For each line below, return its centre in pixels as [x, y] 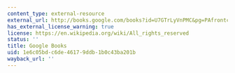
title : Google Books [37, 46]
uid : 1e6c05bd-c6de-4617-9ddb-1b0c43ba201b [72, 53]
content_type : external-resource [56, 14]
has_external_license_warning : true [60, 26]
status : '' [23, 40]
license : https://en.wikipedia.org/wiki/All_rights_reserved [98, 33]
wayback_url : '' [31, 59]
